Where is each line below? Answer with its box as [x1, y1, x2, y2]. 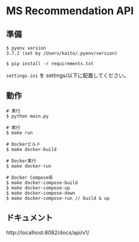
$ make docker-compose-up [6, 185, 70, 191]
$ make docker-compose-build [6, 179, 78, 186]
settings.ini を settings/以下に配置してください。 [6, 72, 130, 79]
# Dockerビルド [6, 141, 41, 147]
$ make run [6, 130, 33, 135]
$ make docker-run [6, 163, 51, 169]
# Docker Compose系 [6, 175, 53, 180]
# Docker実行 [6, 158, 37, 164]
